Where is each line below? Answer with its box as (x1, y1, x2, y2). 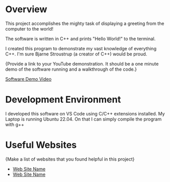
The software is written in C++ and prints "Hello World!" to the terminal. (5, 36, 156, 42)
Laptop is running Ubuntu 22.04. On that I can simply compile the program (5, 116, 162, 122)
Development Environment (5, 94, 121, 105)
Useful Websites (5, 139, 77, 151)
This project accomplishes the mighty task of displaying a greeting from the (5, 20, 164, 26)
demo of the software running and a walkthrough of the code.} (5, 66, 137, 72)
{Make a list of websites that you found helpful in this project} (5, 156, 135, 162)
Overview (5, 4, 47, 15)
